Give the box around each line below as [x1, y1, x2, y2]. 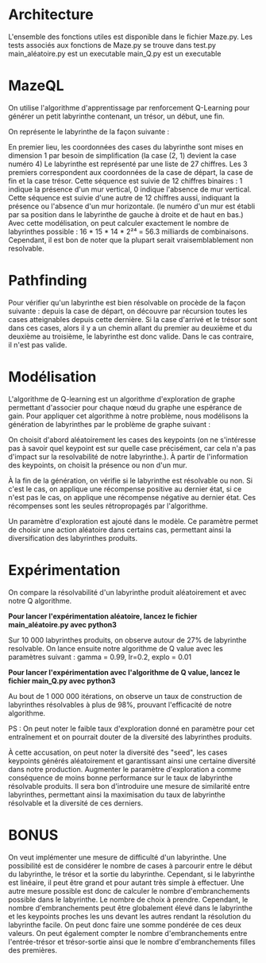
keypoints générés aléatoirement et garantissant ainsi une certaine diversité [8, 755, 256, 765]
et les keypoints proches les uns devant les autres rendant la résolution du [8, 911, 252, 921]
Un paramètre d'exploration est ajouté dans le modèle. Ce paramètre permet [8, 516, 258, 526]
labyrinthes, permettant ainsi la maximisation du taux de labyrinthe [8, 790, 226, 799]
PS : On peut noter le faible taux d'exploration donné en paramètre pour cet [8, 724, 256, 733]
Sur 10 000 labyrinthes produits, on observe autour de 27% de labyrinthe [8, 635, 248, 645]
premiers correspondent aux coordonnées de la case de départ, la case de [8, 167, 253, 177]
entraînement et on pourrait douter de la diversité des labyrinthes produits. [8, 732, 253, 741]
